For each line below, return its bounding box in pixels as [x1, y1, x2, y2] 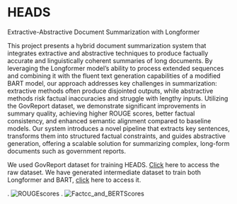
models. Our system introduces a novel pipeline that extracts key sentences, [7, 124, 230, 132]
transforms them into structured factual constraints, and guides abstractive [7, 132, 226, 140]
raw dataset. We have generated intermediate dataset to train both [7, 168, 202, 176]
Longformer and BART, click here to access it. [7, 175, 141, 184]
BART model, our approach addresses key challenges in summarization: [7, 79, 217, 87]
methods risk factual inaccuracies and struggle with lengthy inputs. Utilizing [7, 93, 229, 103]
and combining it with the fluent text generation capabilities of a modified [7, 72, 221, 80]
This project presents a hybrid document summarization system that [7, 41, 207, 50]
